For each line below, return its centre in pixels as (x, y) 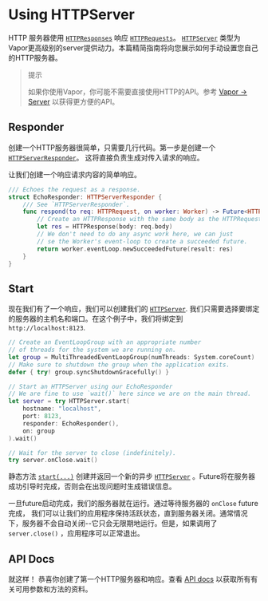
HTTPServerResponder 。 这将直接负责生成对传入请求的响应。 (106, 157)
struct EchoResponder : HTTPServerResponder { (85, 197)
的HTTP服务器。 (35, 57)
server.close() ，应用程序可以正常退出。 (77, 533)
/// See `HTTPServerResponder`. (76, 204)
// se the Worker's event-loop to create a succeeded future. (142, 241)
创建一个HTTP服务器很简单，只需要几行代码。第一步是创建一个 (112, 147)
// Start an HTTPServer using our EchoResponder (91, 386)
